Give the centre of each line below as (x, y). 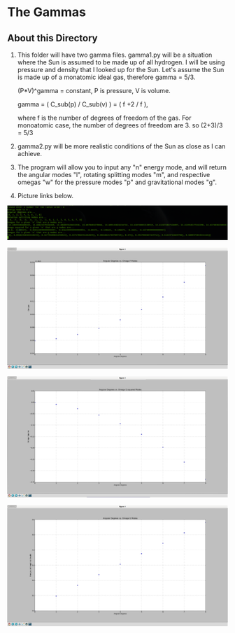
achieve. (30, 154)
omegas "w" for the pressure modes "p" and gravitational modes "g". (117, 182)
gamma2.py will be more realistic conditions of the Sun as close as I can (121, 146)
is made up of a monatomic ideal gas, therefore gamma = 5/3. (106, 77)
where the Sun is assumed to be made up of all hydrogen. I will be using (121, 62)
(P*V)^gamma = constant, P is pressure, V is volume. (94, 91)
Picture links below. (45, 196)
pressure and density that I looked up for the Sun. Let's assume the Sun (121, 70)
